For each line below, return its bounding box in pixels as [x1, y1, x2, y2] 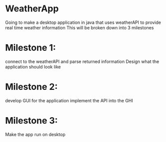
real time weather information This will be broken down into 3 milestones [5, 24, 154, 30]
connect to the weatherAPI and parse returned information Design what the [5, 58, 160, 65]
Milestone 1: [5, 42, 56, 54]
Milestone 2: [5, 81, 58, 92]
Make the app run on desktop [5, 131, 66, 137]
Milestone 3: [5, 115, 58, 126]
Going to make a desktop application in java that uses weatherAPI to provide [5, 19, 162, 25]
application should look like [5, 64, 61, 70]
